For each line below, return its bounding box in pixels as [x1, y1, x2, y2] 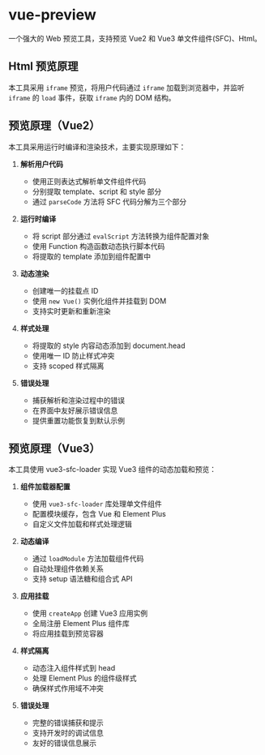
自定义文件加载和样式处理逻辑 [32, 519, 132, 529]
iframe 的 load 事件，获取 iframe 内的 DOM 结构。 [8, 92, 176, 102]
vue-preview [8, 6, 97, 24]
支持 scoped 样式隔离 [32, 361, 105, 371]
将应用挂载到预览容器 [32, 628, 104, 638]
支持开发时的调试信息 [32, 728, 104, 738]
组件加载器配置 [19, 482, 71, 491]
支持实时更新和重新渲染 [32, 306, 111, 315]
